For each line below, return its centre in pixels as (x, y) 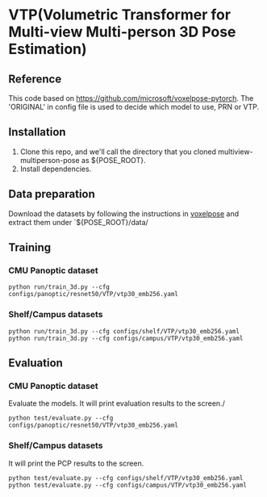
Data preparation (52, 194)
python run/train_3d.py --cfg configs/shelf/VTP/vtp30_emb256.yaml (124, 331)
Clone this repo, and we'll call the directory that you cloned (118, 152)
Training (30, 248)
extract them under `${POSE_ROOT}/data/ (79, 222)
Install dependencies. (56, 169)
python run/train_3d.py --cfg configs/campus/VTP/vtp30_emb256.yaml (126, 338)
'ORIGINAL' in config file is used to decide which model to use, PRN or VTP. (134, 107)
